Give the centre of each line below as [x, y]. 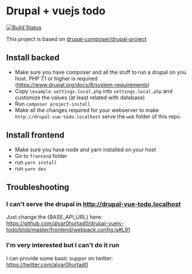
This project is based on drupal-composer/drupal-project [77, 39]
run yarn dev [30, 169]
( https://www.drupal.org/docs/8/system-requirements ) [82, 85]
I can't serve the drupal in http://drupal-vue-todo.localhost [94, 204]
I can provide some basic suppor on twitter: [60, 258]
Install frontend [35, 135]
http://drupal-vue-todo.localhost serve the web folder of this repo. [98, 116]
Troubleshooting [38, 187]
